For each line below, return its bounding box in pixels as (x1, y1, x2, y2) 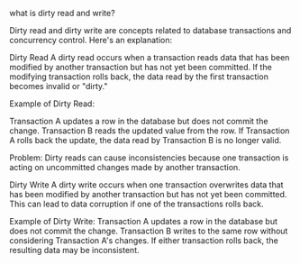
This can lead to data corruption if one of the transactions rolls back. (9, 198, 264, 209)
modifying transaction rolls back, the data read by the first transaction (9, 71, 268, 82)
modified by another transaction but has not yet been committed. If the (9, 62, 272, 72)
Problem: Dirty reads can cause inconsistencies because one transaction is (9, 152, 289, 163)
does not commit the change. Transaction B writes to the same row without (9, 225, 288, 236)
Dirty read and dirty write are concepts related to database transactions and (9, 25, 292, 35)
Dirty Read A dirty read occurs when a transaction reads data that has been (9, 52, 290, 62)
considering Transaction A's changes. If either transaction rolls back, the (9, 235, 279, 246)
